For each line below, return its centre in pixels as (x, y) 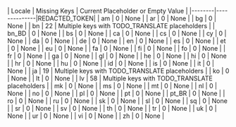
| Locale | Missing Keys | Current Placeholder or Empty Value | (98, 11)
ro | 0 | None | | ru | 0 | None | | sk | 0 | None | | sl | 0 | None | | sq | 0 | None (117, 101)
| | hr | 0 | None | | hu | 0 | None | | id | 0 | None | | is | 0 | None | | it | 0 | (111, 63)
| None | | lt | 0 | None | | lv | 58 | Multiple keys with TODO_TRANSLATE (110, 78)
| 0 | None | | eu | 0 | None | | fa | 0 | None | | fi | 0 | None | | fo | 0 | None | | (117, 48)
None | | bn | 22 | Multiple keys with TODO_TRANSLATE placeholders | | (111, 26)
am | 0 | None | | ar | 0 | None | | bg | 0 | (159, 18)
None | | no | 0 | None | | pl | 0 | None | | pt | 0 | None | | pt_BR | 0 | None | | (116, 93)
